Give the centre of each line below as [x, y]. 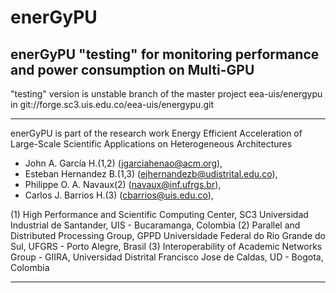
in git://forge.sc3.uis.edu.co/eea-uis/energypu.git [112, 104]
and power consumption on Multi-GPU [132, 69]
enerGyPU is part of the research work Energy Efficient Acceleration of [156, 133]
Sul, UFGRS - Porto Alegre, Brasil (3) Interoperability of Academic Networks [166, 246]
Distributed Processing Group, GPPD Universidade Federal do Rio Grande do [168, 235]
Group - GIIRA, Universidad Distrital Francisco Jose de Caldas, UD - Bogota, [167, 257]
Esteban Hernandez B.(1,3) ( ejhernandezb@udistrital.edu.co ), [151, 174]
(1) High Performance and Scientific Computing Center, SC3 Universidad [159, 214]
